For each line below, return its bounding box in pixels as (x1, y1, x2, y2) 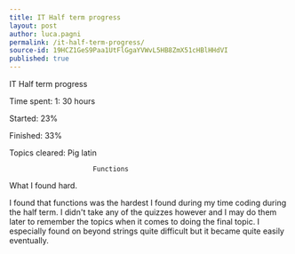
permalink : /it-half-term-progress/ (9, 37, 145, 47)
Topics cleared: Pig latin (9, 147, 98, 158)
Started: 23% (9, 113, 59, 123)
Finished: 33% (9, 131, 62, 140)
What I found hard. (9, 180, 78, 191)
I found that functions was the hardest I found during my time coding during (9, 197, 287, 208)
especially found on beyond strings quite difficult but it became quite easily (9, 226, 284, 236)
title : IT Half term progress (9, 12, 122, 22)
